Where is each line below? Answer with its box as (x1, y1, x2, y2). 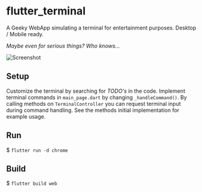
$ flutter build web (6, 179, 57, 187)
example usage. (6, 113, 46, 120)
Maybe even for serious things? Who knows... (6, 42, 120, 49)
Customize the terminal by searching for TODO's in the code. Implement (6, 87, 186, 94)
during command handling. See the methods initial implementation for (6, 107, 180, 114)
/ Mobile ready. (6, 30, 44, 37)
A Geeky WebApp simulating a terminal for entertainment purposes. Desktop (6, 24, 197, 31)
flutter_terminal (6, 4, 86, 18)
